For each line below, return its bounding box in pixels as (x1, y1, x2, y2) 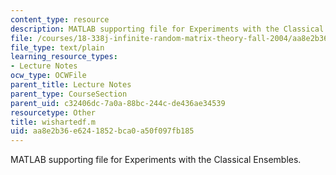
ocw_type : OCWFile (10, 71, 87, 81)
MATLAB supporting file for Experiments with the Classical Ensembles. (10, 154, 302, 166)
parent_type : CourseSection (10, 89, 128, 99)
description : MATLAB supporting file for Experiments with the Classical (10, 24, 325, 34)
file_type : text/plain (10, 42, 105, 53)
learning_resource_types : (10, 52, 118, 62)
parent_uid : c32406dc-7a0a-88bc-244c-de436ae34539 (10, 98, 226, 108)
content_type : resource (10, 14, 110, 25)
